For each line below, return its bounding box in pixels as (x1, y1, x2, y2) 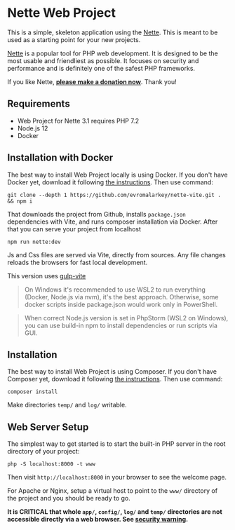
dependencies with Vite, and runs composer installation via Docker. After (7, 217, 218, 226)
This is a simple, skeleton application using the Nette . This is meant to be (7, 28, 218, 36)
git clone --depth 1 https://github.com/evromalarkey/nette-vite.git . (7, 191, 221, 198)
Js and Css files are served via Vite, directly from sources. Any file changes (7, 250, 226, 259)
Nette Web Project (7, 5, 116, 21)
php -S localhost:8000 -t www (7, 461, 96, 468)
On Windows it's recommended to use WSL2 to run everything (24, 285, 206, 294)
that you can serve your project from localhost (7, 224, 142, 233)
